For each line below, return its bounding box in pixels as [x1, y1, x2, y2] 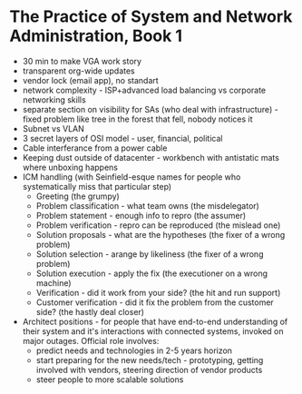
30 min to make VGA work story [22, 55, 142, 66]
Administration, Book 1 [9, 25, 183, 46]
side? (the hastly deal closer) [35, 306, 145, 317]
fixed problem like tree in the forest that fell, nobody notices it [22, 113, 253, 124]
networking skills [22, 94, 86, 105]
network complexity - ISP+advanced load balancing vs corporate [22, 84, 267, 95]
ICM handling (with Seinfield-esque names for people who [22, 171, 241, 182]
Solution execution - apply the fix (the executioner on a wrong [35, 268, 268, 279]
